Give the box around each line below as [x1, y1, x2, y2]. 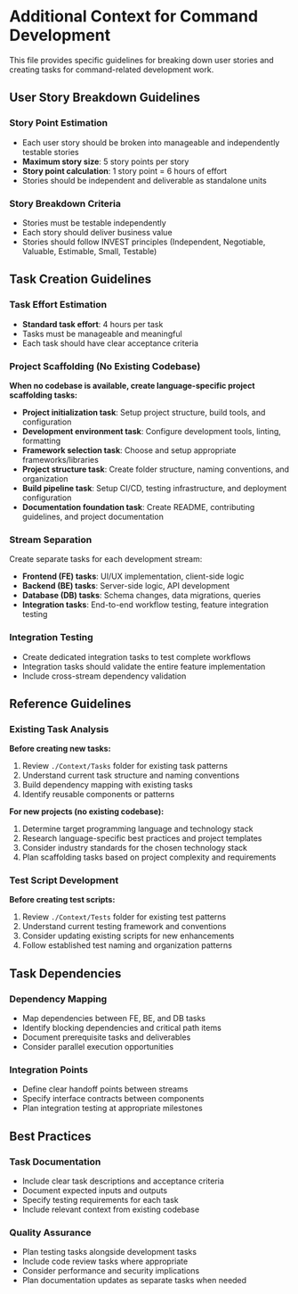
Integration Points [9, 1064, 89, 1076]
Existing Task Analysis [9, 722, 109, 735]
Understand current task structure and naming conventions [21, 770, 240, 781]
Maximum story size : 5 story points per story [21, 156, 189, 167]
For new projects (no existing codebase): [9, 806, 165, 817]
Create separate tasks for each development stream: [9, 554, 203, 565]
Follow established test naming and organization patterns [21, 940, 233, 951]
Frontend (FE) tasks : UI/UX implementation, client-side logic [21, 571, 245, 581]
